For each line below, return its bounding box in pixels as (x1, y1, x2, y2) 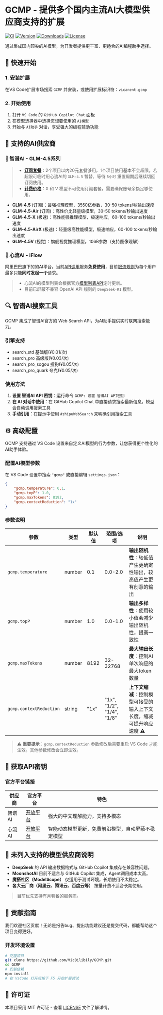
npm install (5, 971, 29, 977)
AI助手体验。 (5, 446, 31, 452)
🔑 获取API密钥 (5, 763, 47, 771)
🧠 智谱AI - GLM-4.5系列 (5, 155, 61, 162)
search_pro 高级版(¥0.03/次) (12, 356, 69, 361)
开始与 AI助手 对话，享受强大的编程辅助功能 (12, 124, 98, 129)
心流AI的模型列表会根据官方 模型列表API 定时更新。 (24, 280, 125, 286)
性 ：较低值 (129, 554, 154, 561)
